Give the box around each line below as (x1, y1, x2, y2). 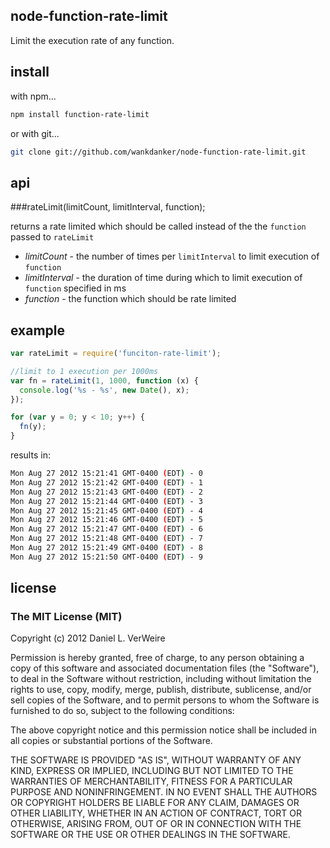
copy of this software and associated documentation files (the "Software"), (10, 662, 320, 674)
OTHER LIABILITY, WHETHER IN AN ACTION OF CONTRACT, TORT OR (10, 807, 302, 819)
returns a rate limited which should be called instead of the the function (10, 220, 307, 233)
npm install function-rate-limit (10, 109, 150, 119)
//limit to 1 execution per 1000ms (10, 366, 159, 376)
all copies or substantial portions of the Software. (10, 735, 213, 747)
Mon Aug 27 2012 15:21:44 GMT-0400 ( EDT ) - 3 (10, 496, 203, 506)
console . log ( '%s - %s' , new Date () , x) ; (19, 385, 190, 395)
